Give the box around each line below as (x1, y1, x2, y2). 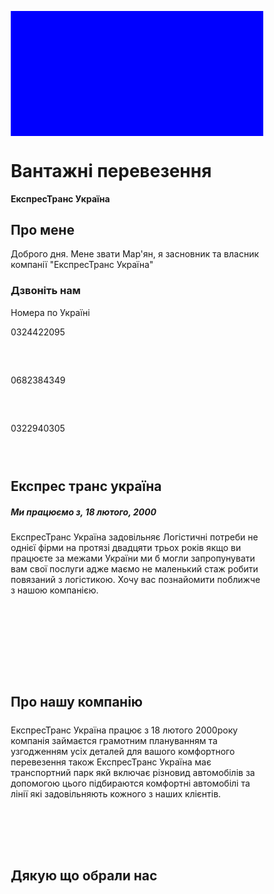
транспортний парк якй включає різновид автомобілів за (10, 766, 256, 778)
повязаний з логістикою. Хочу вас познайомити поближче (10, 574, 261, 585)
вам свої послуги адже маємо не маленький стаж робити (10, 563, 259, 575)
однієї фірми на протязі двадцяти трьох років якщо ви (10, 542, 242, 553)
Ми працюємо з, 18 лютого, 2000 (10, 506, 157, 518)
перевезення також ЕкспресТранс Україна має (10, 756, 212, 768)
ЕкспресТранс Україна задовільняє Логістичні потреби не (10, 531, 259, 543)
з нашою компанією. (10, 584, 99, 596)
